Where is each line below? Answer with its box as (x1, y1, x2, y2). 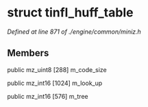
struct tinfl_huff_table (7, 5, 134, 21)
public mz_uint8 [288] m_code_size (7, 65, 108, 73)
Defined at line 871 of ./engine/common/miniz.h (7, 27, 142, 36)
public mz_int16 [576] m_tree (7, 92, 88, 100)
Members (7, 47, 49, 59)
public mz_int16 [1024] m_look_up (7, 79, 103, 87)
